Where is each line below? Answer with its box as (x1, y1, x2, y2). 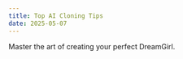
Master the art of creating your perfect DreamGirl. (8, 41, 176, 51)
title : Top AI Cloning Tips (8, 11, 104, 20)
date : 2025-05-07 (8, 19, 68, 27)
